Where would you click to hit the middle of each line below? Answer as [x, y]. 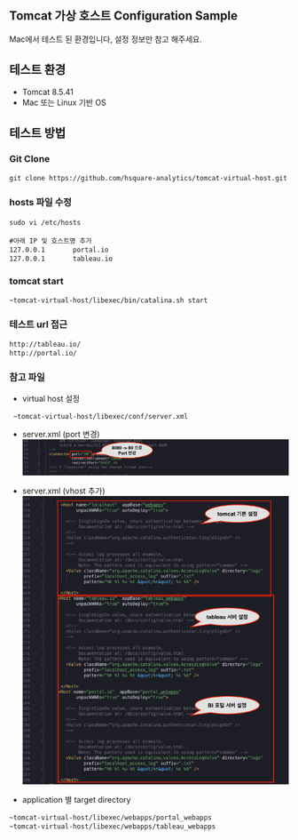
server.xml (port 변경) [61, 434]
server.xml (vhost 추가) [63, 491]
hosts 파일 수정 [41, 203]
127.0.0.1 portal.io [59, 250]
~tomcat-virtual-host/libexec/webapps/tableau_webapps [113, 827]
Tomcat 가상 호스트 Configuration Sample [123, 16]
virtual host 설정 [51, 398]
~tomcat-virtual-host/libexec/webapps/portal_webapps [111, 818]
